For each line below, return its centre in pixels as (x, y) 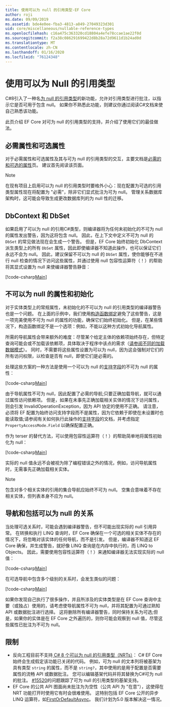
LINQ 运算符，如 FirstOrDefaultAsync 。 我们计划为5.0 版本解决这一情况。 (88, 699)
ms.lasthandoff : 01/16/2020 (35, 52)
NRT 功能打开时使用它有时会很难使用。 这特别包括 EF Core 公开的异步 (86, 693)
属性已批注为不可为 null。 (36, 625)
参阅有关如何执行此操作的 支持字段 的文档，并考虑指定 (84, 419)
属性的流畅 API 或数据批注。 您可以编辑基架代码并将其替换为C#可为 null (88, 674)
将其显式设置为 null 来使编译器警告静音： (48, 267)
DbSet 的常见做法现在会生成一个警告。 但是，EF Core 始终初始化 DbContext (84, 241)
